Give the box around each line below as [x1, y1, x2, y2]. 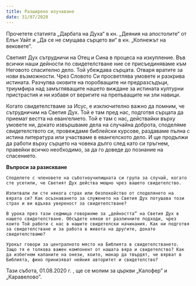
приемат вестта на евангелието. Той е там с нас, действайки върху [6, 115, 176, 122]
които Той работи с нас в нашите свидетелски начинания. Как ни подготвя [6, 220, 190, 227]
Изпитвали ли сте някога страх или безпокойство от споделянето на [6, 190, 174, 196]
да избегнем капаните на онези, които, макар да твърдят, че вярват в [6, 251, 182, 257]
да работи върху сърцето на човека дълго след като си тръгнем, [6, 140, 170, 147]
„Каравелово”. [6, 273, 42, 280]
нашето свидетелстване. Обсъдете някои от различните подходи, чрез [6, 216, 177, 222]
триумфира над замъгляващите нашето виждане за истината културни [6, 85, 184, 92]
